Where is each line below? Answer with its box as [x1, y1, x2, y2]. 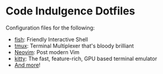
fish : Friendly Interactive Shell [14, 35, 88, 43]
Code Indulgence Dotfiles [5, 4, 136, 18]
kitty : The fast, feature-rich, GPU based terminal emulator [14, 55, 158, 62]
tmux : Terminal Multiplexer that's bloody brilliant [14, 42, 134, 49]
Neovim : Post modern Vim [14, 48, 79, 55]
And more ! [14, 61, 41, 69]
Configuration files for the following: [5, 24, 95, 31]
